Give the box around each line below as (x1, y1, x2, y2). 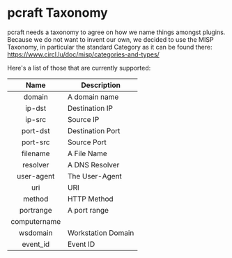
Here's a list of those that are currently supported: (7, 63, 151, 72)
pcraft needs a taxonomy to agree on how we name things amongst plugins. (7, 28, 226, 36)
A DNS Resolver (67, 160, 120, 169)
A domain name (67, 92, 119, 102)
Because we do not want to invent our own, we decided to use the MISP (7, 35, 214, 43)
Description (81, 80, 121, 90)
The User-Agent (67, 171, 122, 181)
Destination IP (67, 103, 114, 113)
